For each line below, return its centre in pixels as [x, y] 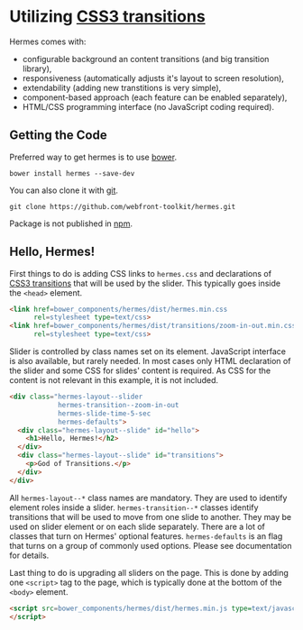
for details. [29, 555]
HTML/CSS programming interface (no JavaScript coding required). [148, 106]
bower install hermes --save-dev [72, 173]
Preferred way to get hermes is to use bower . [93, 157]
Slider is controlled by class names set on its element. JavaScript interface [148, 352]
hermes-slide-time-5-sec [104, 413]
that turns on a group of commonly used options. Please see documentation [151, 545]
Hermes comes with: [48, 41]
